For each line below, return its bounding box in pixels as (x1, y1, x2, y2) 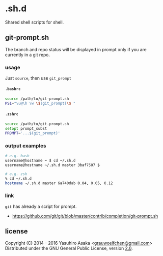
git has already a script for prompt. (5, 203, 77, 209)
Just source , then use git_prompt (5, 75, 72, 81)
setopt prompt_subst (5, 126, 48, 131)
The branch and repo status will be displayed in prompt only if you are (5, 46, 147, 52)
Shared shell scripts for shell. (5, 19, 64, 25)
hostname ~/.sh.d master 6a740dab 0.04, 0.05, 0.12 (5, 180, 113, 186)
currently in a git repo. (5, 52, 50, 57)
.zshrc (5, 112, 19, 116)
